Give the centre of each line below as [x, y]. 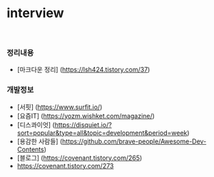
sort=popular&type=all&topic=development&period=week [102, 133]
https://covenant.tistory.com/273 [65, 166]
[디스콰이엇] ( [36, 125]
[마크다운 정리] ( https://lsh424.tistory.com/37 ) [83, 70]
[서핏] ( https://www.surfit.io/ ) [60, 107]
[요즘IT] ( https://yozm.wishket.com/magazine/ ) [86, 116]
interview [35, 13]
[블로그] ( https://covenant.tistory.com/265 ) [80, 158]
